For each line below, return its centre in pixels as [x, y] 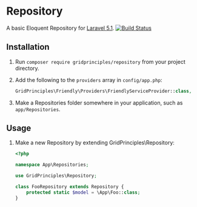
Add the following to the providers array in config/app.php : [88, 80]
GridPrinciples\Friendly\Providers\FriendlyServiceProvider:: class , [103, 91]
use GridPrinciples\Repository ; [56, 176]
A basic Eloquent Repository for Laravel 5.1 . [60, 28]
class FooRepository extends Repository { [69, 187]
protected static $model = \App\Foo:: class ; [83, 192]
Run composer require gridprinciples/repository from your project [100, 61]
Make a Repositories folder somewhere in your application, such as [99, 103]
